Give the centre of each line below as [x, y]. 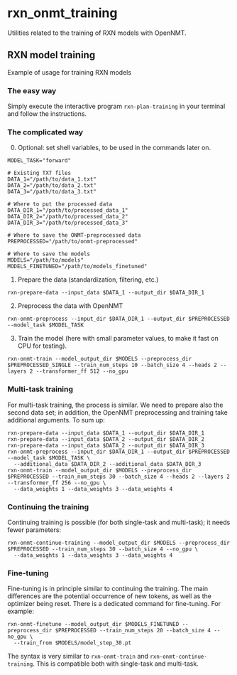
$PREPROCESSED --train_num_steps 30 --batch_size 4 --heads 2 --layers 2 [119, 477]
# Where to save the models [49, 254]
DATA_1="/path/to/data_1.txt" [52, 179]
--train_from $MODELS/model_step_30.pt [73, 643]
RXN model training [51, 55]
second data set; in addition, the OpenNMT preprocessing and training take [118, 412]
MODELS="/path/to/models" [45, 260]
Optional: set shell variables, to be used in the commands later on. [114, 148]
